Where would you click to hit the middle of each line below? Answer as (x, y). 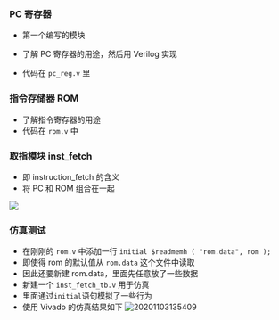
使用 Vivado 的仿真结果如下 (72, 307)
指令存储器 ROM (44, 98)
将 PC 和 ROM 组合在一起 (69, 188)
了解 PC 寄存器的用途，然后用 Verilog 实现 (99, 54)
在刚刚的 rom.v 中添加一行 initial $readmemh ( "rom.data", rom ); (147, 251)
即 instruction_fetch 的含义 (71, 176)
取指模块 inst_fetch (51, 156)
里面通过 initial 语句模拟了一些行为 (87, 296)
